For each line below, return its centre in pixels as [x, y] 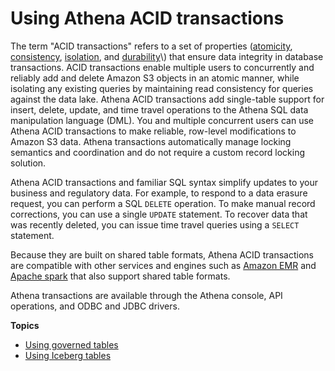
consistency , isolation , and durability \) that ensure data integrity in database [167, 56]
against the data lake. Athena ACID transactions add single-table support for [167, 99]
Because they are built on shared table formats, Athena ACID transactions [162, 254]
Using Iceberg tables [68, 355]
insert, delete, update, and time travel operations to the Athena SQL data [159, 109]
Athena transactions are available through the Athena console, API [146, 295]
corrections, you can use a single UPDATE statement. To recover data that [159, 214]
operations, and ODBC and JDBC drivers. [95, 306]
